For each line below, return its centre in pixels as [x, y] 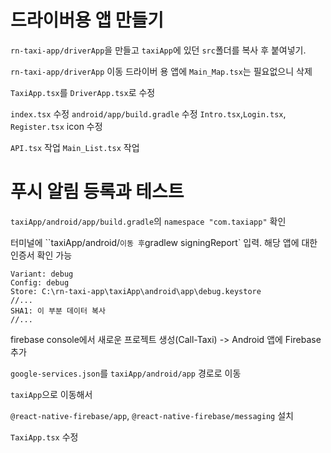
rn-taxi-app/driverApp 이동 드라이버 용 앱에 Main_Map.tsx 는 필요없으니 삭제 [161, 71]
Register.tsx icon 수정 [56, 126]
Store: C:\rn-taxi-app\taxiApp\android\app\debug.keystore [136, 291]
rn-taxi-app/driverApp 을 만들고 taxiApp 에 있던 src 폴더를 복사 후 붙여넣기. [158, 50]
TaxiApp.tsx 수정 [44, 437]
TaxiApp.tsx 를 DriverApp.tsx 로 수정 [83, 92]
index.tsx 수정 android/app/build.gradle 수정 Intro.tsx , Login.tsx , [148, 113]
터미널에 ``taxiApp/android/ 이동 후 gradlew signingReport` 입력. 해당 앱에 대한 [164, 242]
